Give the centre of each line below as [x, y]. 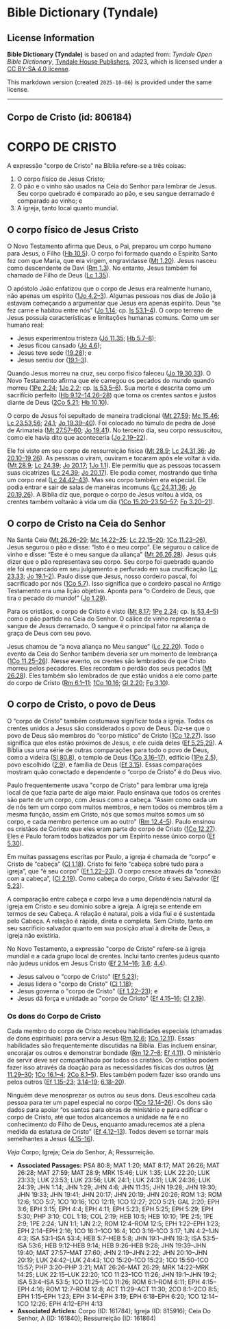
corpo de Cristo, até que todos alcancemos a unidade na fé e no [98, 1117]
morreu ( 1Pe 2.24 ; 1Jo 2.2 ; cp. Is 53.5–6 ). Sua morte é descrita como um [109, 388]
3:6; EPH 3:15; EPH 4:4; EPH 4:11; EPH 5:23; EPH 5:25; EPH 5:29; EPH [115, 1209]
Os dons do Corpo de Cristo [54, 1016]
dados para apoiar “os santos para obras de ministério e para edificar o [107, 1110]
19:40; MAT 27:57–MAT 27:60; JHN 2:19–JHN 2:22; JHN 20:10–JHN [112, 1253]
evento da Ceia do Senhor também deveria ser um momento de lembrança [112, 654]
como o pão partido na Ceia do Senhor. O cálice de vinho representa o [107, 619]
